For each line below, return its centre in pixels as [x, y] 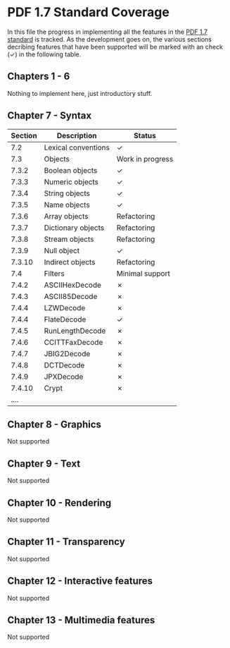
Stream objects [69, 239]
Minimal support [143, 274]
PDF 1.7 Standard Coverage [89, 12]
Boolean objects [71, 170]
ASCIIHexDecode [73, 285]
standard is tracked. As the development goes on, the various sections [110, 39]
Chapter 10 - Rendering [59, 502]
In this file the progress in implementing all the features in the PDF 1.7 [108, 32]
